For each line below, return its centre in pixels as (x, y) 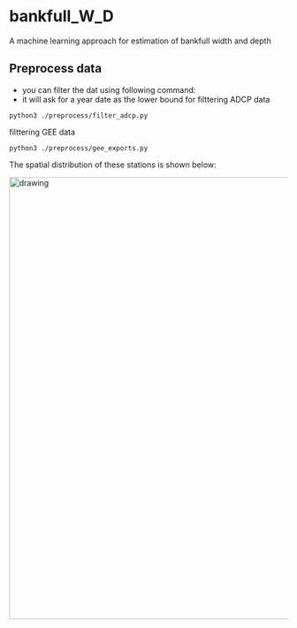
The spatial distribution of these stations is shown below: (113, 165)
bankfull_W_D (61, 16)
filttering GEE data (42, 132)
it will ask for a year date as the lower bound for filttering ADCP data (146, 99)
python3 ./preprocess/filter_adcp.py (79, 115)
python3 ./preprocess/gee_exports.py (79, 148)
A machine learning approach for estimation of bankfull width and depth (140, 41)
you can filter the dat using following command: (109, 89)
